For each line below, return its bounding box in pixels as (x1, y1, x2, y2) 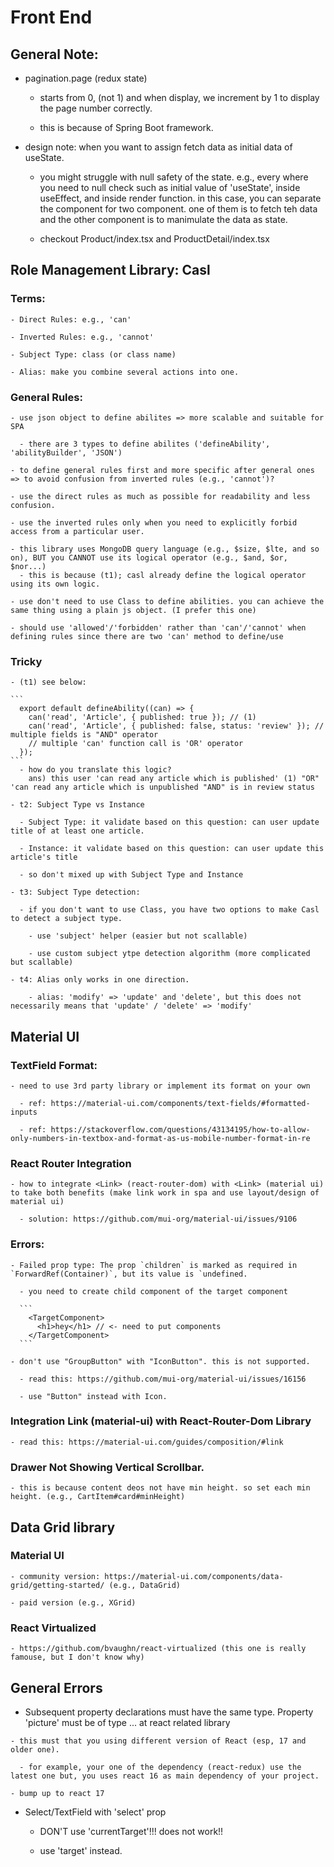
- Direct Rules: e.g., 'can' (10, 314, 132, 325)
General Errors (10, 1679, 103, 1696)
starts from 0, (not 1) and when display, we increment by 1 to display (39, 92, 320, 103)
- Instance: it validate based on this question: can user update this (19, 844, 325, 854)
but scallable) (10, 957, 74, 968)
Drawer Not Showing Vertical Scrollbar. (10, 1460, 205, 1474)
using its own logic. (10, 579, 101, 589)
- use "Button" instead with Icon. (19, 1391, 168, 1401)
